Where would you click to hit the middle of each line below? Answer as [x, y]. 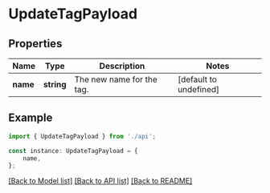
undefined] [198, 89]
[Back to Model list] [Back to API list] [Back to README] [100, 181]
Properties [35, 44]
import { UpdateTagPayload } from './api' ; [82, 136]
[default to [197, 79]
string [55, 84]
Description [122, 66]
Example [31, 118]
